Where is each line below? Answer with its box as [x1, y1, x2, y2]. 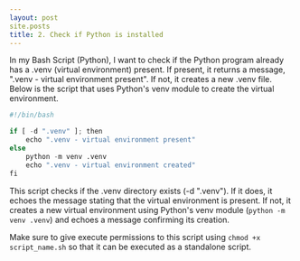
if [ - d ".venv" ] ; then [9, 127, 103, 136]
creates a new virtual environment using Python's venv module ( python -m [9, 204, 286, 215]
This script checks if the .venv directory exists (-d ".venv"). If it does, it [9, 185, 273, 196]
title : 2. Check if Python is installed [9, 30, 164, 39]
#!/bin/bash [9, 110, 54, 120]
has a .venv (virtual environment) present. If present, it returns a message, [9, 64, 286, 75]
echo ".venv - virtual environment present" [25, 135, 196, 144]
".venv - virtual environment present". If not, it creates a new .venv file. [9, 74, 273, 85]
